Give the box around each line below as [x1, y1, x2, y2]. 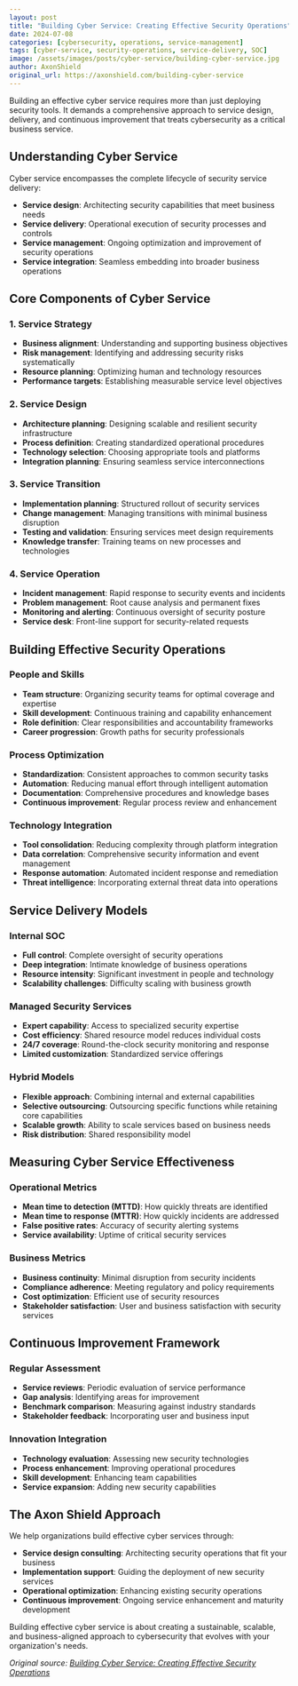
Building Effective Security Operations [9, 641, 226, 657]
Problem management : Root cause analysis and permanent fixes [21, 597, 261, 608]
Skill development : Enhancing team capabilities [21, 1472, 198, 1483]
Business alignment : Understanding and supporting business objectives [21, 338, 288, 349]
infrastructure [21, 427, 73, 438]
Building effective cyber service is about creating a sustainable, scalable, [9, 1622, 277, 1633]
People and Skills [9, 668, 85, 680]
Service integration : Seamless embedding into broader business [21, 256, 260, 266]
